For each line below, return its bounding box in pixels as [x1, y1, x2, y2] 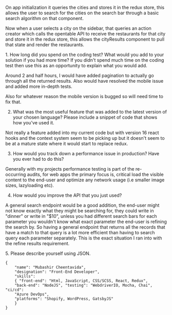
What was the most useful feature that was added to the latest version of [12, 109, 167, 115]
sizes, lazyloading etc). [5, 182, 54, 188]
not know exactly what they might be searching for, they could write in [5, 208, 154, 214]
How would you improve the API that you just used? [12, 192, 122, 198]
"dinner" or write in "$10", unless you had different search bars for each [5, 213, 158, 219]
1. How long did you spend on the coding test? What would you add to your [5, 51, 164, 58]
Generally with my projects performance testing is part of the [5, 166, 135, 172]
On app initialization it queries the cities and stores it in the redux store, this [5, 5, 165, 10]
